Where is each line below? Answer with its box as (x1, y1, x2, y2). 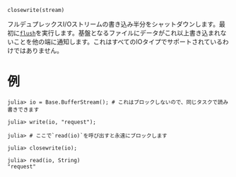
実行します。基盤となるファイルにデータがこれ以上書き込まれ (41, 29, 220, 37)
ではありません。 (13, 47, 64, 54)
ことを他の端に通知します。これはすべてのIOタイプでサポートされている (13, 37, 223, 46)
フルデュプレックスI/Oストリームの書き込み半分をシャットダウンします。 (7, 20, 220, 28)
